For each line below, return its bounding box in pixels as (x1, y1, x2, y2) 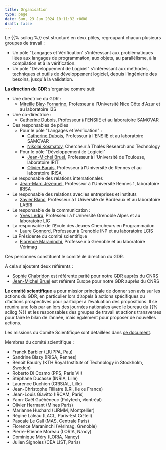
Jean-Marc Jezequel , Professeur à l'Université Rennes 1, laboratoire (19, 181, 159, 187)
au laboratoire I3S (19, 106, 56, 112)
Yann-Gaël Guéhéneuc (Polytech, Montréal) (12, 397, 102, 403)
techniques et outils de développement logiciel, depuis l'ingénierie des (12, 71, 157, 77)
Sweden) (12, 365, 31, 371)
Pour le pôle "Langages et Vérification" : (19, 128, 102, 134)
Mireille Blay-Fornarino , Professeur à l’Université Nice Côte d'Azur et (19, 101, 160, 107)
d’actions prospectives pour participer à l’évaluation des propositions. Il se (5, 299, 158, 305)
